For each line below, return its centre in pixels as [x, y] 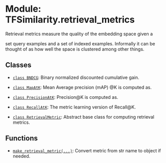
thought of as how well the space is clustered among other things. [75, 49]
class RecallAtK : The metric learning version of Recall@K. [74, 107]
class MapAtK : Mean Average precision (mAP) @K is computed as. [82, 87]
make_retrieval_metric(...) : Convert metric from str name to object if [87, 150]
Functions [22, 138]
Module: [23, 9]
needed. [21, 156]
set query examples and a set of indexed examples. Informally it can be [80, 43]
